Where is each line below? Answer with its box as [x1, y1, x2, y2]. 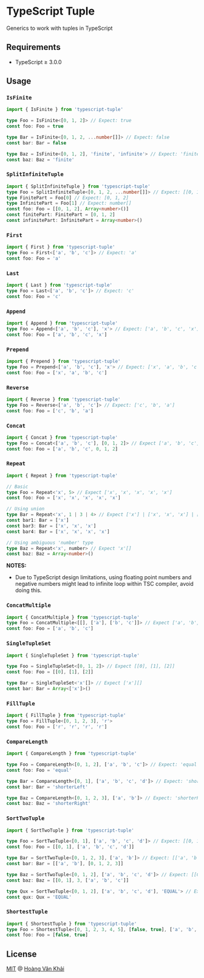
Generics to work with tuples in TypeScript [6, 24, 113, 32]
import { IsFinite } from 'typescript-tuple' [6, 107, 123, 113]
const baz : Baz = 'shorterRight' [6, 801, 91, 807]
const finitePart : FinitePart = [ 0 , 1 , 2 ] [6, 212, 115, 218]
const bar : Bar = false [6, 140, 67, 146]
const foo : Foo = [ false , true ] [6, 932, 88, 938]
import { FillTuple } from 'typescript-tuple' [6, 712, 126, 719]
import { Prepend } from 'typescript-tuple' [6, 359, 121, 365]
